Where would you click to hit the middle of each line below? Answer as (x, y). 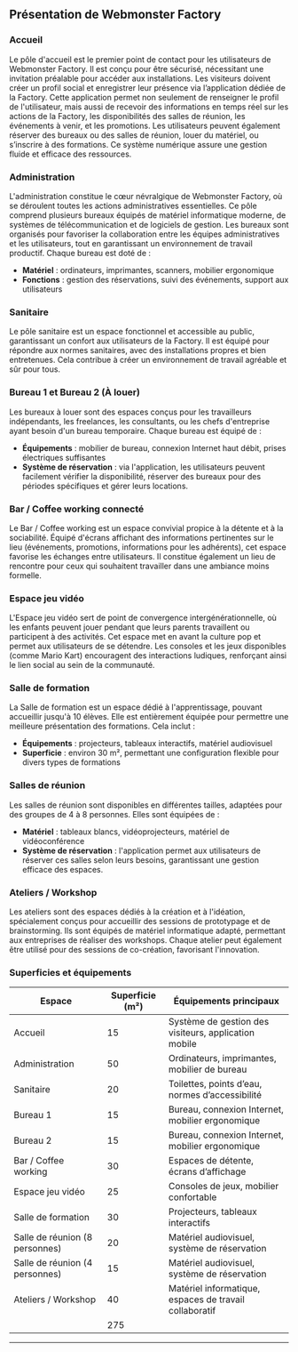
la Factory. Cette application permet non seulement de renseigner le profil (144, 97)
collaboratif (192, 1311)
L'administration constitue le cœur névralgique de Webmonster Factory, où (146, 196)
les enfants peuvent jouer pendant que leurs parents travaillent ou (129, 627)
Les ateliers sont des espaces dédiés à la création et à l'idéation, (127, 912)
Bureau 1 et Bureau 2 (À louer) (74, 392)
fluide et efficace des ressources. (71, 154)
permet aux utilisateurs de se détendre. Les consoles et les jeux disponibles (148, 646)
